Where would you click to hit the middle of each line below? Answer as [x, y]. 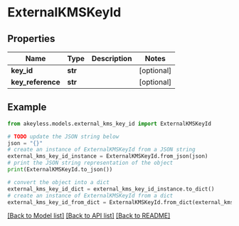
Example [27, 107]
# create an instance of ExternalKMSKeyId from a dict [90, 195]
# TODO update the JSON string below [63, 136]
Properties [31, 39]
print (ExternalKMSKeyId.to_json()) [60, 170]
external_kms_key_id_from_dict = [57, 202]
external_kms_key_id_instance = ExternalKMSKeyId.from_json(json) [108, 156]
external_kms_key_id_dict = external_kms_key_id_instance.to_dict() [111, 189]
